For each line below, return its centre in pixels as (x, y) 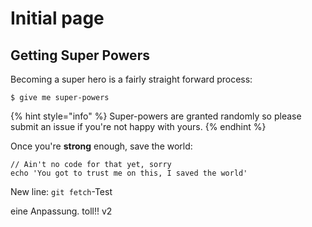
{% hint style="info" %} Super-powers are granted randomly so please (156, 116)
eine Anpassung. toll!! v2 (61, 211)
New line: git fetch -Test (61, 191)
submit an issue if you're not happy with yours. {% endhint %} (138, 126)
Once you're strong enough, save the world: (101, 146)
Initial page (57, 18)
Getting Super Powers (80, 55)
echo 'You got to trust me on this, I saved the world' (129, 173)
